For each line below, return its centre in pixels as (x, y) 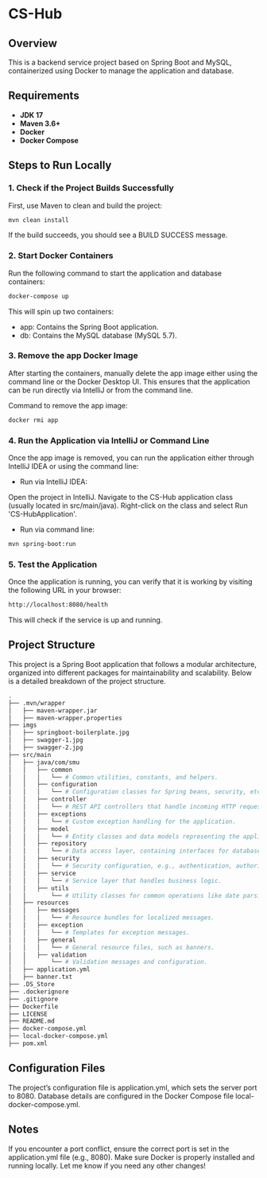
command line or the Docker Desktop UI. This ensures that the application (129, 381)
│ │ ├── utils (39, 888)
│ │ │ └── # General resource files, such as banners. (112, 947)
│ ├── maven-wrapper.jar (53, 710)
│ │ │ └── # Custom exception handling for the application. (122, 821)
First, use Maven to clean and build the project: (85, 205)
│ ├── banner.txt (41, 977)
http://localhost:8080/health (58, 605)
